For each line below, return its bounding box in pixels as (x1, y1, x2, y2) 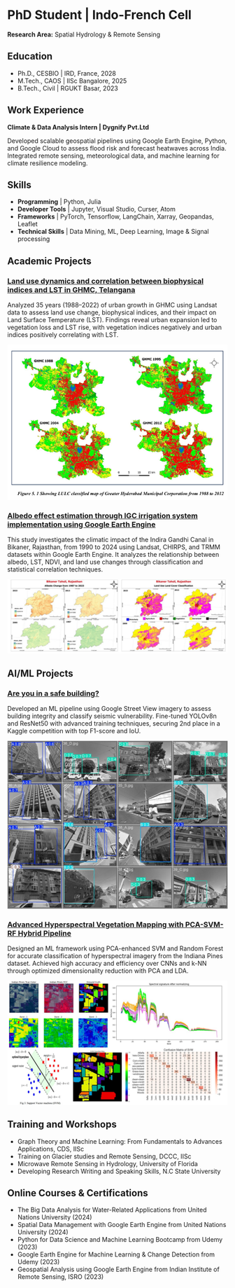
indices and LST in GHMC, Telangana (7, 284, 136, 294)
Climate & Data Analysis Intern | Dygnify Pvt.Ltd (7, 123, 149, 131)
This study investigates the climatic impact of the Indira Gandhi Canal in (7, 536, 214, 544)
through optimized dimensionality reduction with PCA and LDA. (7, 967, 189, 975)
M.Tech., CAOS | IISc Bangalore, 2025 (17, 76, 127, 85)
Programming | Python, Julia (17, 198, 101, 206)
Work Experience (7, 104, 85, 116)
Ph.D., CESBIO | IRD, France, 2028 (17, 69, 117, 77)
